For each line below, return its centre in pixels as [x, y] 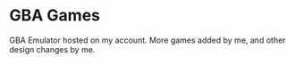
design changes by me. [52, 49]
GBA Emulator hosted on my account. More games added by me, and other [147, 40]
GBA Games [55, 16]
